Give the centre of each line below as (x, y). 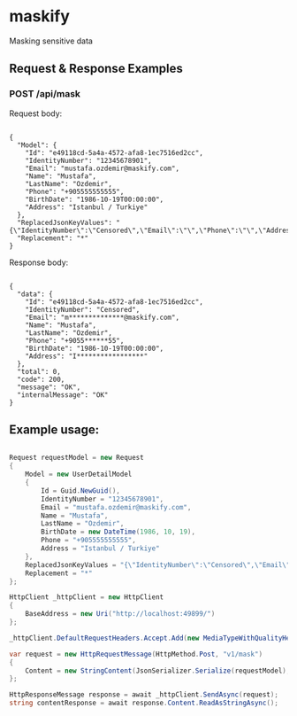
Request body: (36, 113)
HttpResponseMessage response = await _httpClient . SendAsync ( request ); (144, 695)
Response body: (39, 262)
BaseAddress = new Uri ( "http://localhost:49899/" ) (120, 614)
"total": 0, (39, 371)
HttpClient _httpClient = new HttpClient (87, 597)
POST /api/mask (45, 94)
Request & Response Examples (96, 69)
